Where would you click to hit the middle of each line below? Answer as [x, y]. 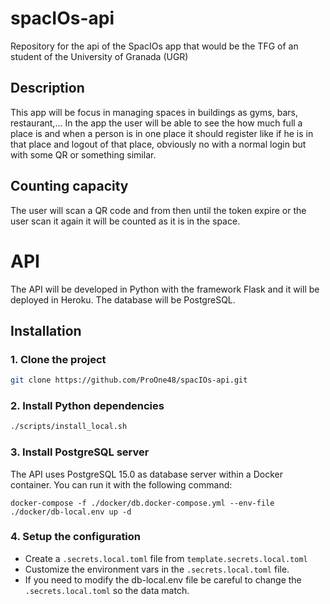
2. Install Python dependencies [87, 405]
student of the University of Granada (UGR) [99, 56]
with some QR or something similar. [83, 154]
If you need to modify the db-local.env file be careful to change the [163, 579]
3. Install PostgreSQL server [80, 452]
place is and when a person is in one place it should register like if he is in [162, 133]
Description [47, 88]
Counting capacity [69, 186]
